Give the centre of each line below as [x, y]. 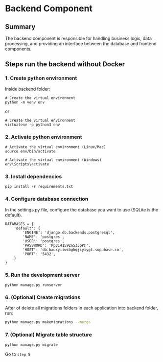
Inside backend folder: [28, 89]
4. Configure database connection [47, 199]
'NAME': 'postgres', [44, 237]
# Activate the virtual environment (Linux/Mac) [56, 147]
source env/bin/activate [30, 151]
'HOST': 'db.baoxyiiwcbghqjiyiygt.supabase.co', [73, 250]
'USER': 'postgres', [44, 241]
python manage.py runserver [34, 285]
